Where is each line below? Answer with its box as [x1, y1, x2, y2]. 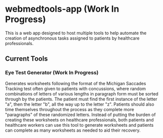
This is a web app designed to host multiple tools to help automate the [5, 30, 147, 36]
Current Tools [5, 55, 48, 63]
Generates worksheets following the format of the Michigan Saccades [5, 80, 146, 86]
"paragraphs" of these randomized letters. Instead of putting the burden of [5, 112, 156, 117]
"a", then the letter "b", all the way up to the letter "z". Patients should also [5, 101, 154, 107]
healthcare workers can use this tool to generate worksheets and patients [5, 122, 154, 128]
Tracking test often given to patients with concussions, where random [5, 86, 146, 92]
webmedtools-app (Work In [5, 3, 119, 15]
